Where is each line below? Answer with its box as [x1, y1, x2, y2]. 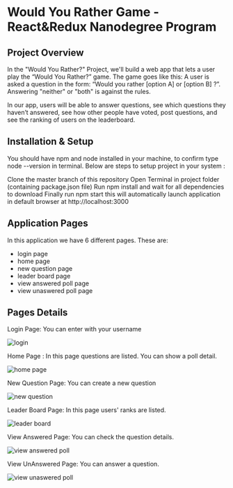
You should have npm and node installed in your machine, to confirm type [7, 154, 219, 162]
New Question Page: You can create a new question [7, 379, 156, 387]
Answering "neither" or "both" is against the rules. [7, 88, 151, 95]
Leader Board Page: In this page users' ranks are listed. [7, 406, 166, 414]
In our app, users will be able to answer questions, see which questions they [7, 101, 226, 109]
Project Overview [7, 47, 84, 58]
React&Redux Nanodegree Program [7, 19, 217, 35]
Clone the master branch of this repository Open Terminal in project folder [7, 175, 220, 183]
